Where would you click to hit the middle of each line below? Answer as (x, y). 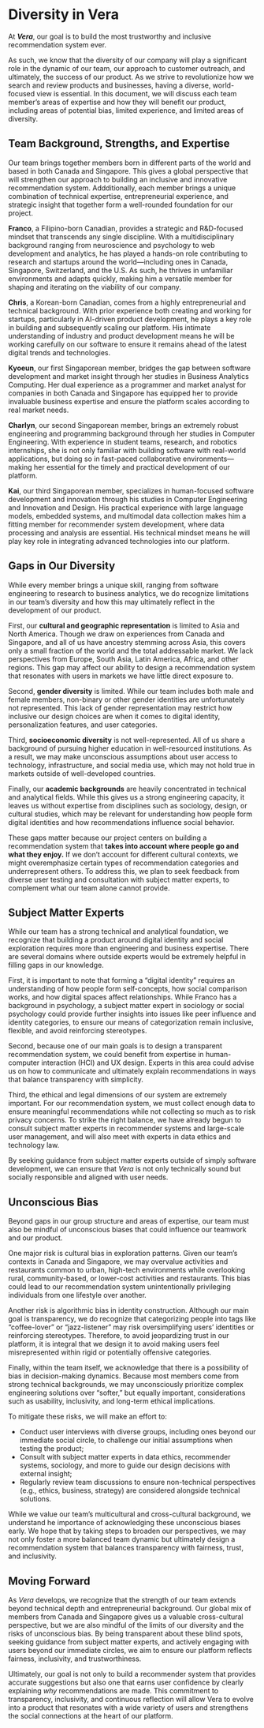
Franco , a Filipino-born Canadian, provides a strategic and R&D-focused (126, 228)
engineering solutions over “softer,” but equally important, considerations (127, 1393)
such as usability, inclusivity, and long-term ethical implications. (112, 1401)
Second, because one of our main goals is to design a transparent (115, 1046)
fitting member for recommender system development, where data (116, 524)
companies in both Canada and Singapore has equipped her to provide (123, 393)
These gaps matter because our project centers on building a (108, 838)
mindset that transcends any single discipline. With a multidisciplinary (121, 236)
